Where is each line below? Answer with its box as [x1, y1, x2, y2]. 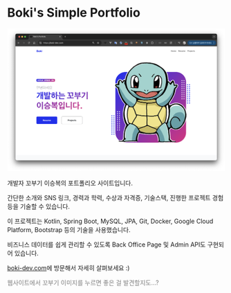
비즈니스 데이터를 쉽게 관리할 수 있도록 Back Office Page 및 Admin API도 [7, 240, 206, 249]
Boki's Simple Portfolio [7, 5, 140, 21]
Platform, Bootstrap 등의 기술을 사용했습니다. [7, 226, 131, 234]
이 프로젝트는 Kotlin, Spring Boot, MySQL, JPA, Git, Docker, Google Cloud [7, 217, 214, 226]
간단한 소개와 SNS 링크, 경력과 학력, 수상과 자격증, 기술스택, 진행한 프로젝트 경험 [7, 194, 224, 202]
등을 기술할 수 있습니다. [7, 202, 71, 211]
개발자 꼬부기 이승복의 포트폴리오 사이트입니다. [7, 179, 133, 188]
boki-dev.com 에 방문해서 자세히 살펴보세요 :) [7, 264, 130, 272]
